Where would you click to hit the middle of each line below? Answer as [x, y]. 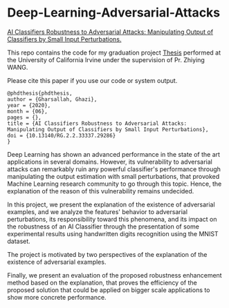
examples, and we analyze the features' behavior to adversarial [98, 211]
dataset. [19, 241]
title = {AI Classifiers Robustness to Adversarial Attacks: [97, 123]
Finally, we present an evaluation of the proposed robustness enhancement [115, 275]
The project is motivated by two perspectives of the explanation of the [107, 254]
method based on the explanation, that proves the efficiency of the [102, 282]
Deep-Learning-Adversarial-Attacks [114, 13]
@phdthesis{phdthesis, [40, 93]
